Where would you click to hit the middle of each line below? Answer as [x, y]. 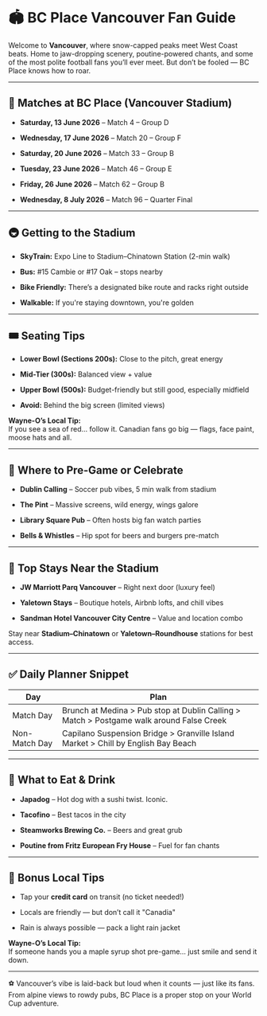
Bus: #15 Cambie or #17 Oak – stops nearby [91, 272]
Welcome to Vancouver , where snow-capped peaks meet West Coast [123, 45]
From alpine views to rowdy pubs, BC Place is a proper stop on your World [130, 995]
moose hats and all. [40, 438]
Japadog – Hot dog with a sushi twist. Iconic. [94, 799]
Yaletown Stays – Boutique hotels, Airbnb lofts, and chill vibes [122, 603]
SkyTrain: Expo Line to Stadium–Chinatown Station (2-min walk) [125, 256]
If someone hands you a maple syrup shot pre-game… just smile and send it [133, 952]
